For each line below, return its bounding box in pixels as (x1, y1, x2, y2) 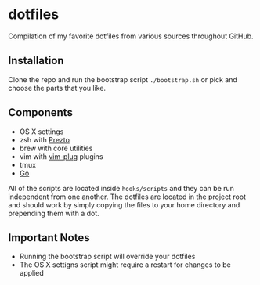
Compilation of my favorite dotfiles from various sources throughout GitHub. (8, 31, 254, 41)
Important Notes (8, 231, 90, 244)
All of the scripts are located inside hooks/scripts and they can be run (8, 183, 235, 193)
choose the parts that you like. (8, 83, 107, 92)
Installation (8, 54, 64, 67)
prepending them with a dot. (8, 208, 99, 218)
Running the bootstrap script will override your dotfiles (19, 252, 196, 262)
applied (19, 269, 45, 278)
